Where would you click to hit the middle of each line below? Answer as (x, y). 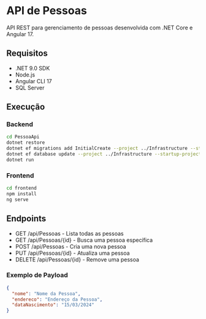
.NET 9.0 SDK (32, 68)
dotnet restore (26, 143)
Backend (20, 124)
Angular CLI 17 (33, 81)
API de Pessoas (47, 11)
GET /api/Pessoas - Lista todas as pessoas (69, 233)
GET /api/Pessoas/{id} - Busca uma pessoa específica (84, 240)
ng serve (17, 200)
